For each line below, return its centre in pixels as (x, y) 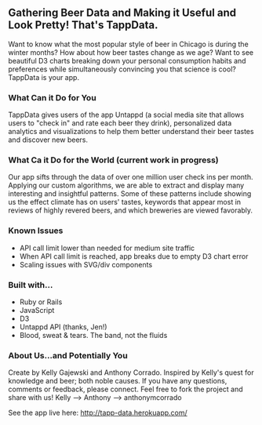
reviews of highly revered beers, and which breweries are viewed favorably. (131, 210)
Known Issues (36, 231)
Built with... (31, 285)
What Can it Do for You (52, 97)
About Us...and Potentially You (68, 355)
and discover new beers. (48, 140)
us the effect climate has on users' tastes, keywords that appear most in (125, 202)
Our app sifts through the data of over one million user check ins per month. (131, 177)
